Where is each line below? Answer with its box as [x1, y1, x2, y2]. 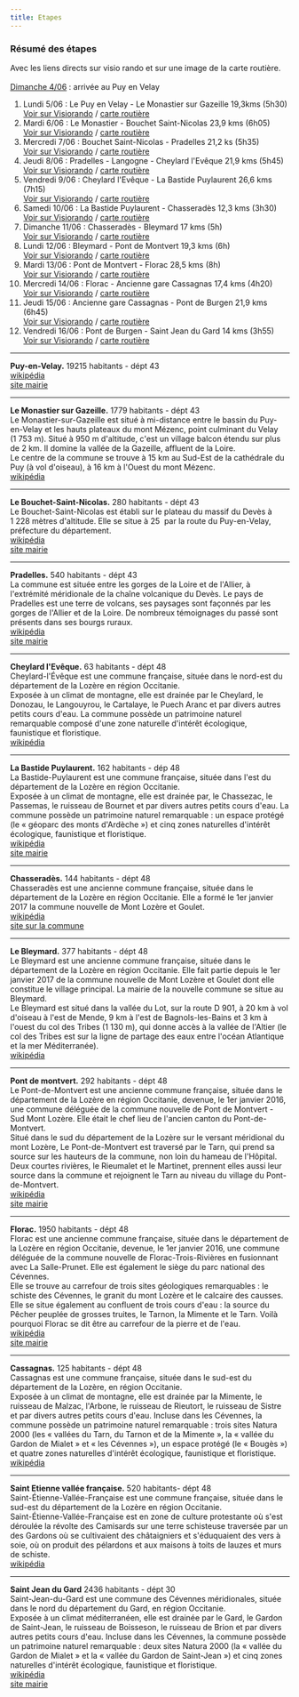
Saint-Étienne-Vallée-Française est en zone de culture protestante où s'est [10, 1511, 283, 1522]
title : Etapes [10, 12, 63, 22]
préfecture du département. [10, 525, 112, 535]
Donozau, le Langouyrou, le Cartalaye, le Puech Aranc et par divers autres [10, 699, 281, 710]
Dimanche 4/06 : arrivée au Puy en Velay [10, 81, 161, 92]
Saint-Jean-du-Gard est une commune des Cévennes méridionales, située [10, 1593, 282, 1604]
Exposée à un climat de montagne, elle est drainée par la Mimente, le [10, 1391, 263, 1402]
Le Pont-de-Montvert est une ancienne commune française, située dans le [10, 1084, 283, 1095]
